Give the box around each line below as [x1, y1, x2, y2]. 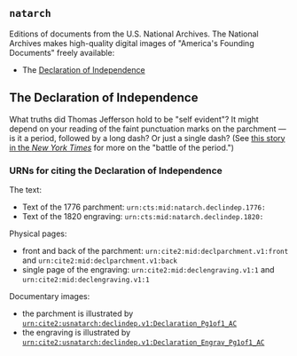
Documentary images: [9, 290, 90, 301]
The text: [9, 184, 43, 194]
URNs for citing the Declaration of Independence [9, 164, 223, 177]
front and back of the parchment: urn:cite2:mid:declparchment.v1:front [21, 245, 289, 256]
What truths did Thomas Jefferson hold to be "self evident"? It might [9, 114, 259, 124]
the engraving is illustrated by [21, 327, 131, 337]
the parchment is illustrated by [21, 308, 134, 319]
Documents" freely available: [9, 47, 115, 58]
